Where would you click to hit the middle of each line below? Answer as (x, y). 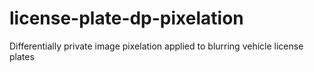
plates (22, 56)
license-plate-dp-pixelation (126, 18)
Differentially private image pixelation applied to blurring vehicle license (156, 46)
